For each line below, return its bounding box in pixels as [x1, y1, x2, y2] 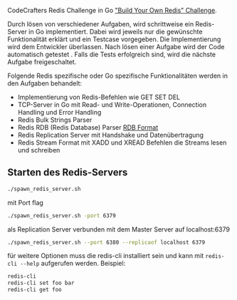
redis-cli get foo [7, 286, 62, 294]
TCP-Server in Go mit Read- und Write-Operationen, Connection [17, 100, 207, 109]
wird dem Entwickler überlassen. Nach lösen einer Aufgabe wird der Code [7, 43, 225, 51]
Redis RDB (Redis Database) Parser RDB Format [17, 123, 159, 131]
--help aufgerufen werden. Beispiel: [20, 259, 126, 268]
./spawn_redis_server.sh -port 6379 [7, 212, 116, 219]
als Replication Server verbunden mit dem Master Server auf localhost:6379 [7, 224, 230, 234]
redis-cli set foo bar [7, 279, 75, 287]
